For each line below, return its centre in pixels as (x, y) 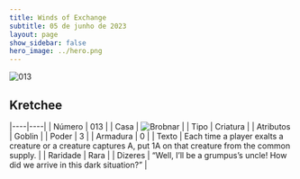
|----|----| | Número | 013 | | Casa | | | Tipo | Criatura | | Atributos (150, 126)
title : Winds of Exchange (58, 18)
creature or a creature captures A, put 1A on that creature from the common (150, 146)
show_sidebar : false (48, 43)
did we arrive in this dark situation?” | (78, 165)
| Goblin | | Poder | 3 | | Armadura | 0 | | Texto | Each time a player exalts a (146, 136)
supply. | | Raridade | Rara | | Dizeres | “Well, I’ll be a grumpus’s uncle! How (148, 155)
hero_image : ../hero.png (56, 51)
